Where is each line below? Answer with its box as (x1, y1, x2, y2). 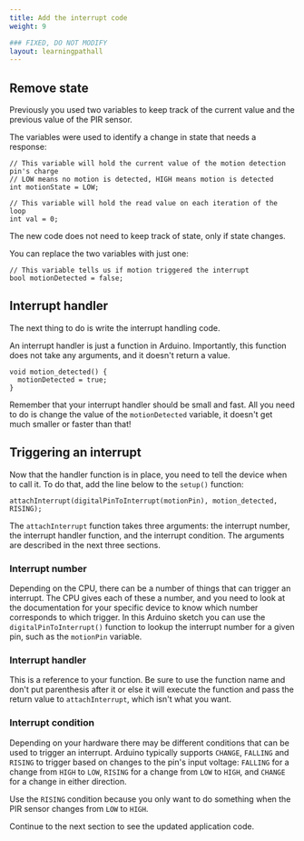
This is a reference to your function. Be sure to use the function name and (9, 675, 286, 686)
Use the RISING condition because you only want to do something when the (9, 793, 291, 805)
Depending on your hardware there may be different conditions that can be (9, 737, 290, 748)
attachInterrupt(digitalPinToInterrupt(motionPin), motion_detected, (9, 496, 279, 506)
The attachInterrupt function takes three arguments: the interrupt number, (9, 520, 290, 531)
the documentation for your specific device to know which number (9, 602, 259, 613)
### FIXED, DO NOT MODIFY (9, 38, 107, 47)
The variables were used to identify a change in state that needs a (9, 132, 257, 143)
